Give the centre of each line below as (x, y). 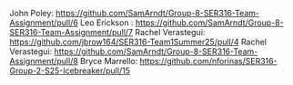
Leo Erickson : (107, 23)
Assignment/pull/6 (44, 23)
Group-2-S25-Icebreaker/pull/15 (70, 71)
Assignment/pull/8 (44, 61)
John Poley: (32, 13)
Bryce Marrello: (109, 61)
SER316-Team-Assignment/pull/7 (71, 32)
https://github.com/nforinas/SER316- (208, 61)
